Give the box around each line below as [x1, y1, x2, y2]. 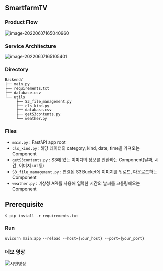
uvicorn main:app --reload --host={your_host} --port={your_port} [5, 236, 145, 241]
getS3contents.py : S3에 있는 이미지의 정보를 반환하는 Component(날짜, [12, 156, 154, 163]
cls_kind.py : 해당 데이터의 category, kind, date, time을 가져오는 [12, 145, 140, 151]
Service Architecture [5, 42, 56, 49]
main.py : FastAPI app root [12, 139, 66, 145]
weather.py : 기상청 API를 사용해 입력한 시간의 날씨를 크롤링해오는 [12, 180, 140, 186]
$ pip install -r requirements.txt [5, 213, 79, 218]
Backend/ [5, 77, 23, 82]
